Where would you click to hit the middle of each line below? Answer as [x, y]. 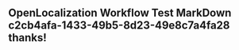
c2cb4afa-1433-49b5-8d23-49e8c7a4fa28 [119, 26]
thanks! [28, 38]
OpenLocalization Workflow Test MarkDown [120, 13]
